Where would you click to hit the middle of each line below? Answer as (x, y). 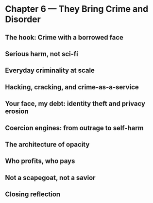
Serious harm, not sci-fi (42, 54)
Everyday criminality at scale (50, 71)
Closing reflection (33, 194)
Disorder (23, 19)
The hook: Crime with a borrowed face (64, 37)
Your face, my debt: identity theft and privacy (75, 104)
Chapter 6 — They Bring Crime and (77, 9)
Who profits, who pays (40, 161)
